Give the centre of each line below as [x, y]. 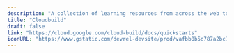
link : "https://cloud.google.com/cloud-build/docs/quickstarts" [102, 33]
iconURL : [20, 39]
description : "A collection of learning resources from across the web [113, 13]
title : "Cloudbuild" [37, 20]
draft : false [26, 26]
